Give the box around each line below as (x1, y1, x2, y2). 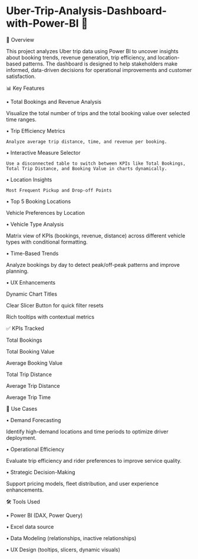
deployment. (6, 434, 37, 441)
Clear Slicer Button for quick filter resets (6, 302, 104, 309)
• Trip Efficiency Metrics (6, 127, 65, 134)
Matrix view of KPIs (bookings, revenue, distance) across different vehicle (6, 232, 186, 239)
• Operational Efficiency (6, 446, 65, 453)
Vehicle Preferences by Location (6, 209, 85, 216)
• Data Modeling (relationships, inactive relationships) (6, 534, 137, 541)
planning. (6, 267, 29, 274)
